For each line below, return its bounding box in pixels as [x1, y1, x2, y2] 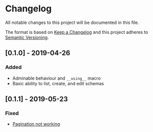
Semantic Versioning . [5, 34, 49, 40]
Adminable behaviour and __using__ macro [12, 75, 101, 81]
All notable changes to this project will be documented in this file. [5, 19, 140, 25]
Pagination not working [12, 121, 60, 127]
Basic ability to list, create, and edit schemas [12, 80, 104, 86]
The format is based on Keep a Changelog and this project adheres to [5, 29, 149, 35]
